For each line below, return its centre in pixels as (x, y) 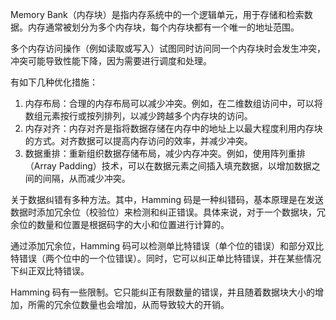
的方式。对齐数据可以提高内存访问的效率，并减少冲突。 (138, 141)
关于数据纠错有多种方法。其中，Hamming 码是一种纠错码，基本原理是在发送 (167, 199)
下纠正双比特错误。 (50, 271)
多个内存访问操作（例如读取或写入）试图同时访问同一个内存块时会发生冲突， (168, 48)
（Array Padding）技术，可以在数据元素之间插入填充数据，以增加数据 (168, 166)
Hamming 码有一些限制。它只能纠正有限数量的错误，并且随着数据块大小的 (162, 292)
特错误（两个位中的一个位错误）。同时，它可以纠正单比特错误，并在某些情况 (166, 258)
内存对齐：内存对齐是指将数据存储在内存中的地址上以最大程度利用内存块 (173, 128)
